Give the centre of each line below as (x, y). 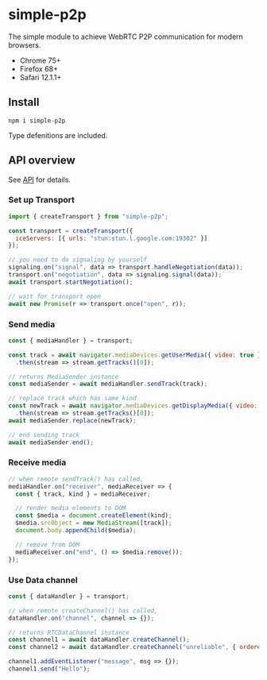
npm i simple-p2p (37, 121)
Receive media (37, 462)
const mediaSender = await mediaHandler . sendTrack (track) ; (108, 384)
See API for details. (40, 180)
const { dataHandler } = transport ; (69, 596)
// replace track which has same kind (72, 399)
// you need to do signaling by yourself (78, 260)
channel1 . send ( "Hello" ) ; (49, 669)
